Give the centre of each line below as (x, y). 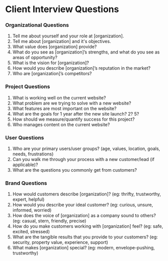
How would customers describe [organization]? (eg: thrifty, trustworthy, (87, 194)
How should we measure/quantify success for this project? (73, 119)
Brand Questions (26, 183)
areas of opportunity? (35, 58)
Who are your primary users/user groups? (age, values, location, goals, (86, 149)
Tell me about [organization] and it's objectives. (62, 41)
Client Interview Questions (62, 9)
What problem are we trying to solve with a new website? (72, 103)
